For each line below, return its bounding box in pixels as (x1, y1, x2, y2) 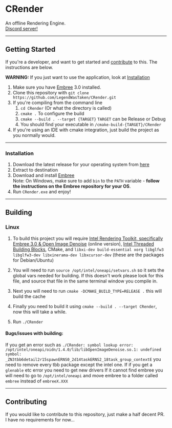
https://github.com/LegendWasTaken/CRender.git (12, 95, 116, 100)
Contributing (5, 398, 47, 406)
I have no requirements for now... (5, 416, 75, 423)
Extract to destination (12, 167, 58, 173)
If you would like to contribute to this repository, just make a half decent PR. (5, 411, 165, 417)
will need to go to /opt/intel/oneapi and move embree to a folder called (5, 372, 158, 378)
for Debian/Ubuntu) (12, 257, 54, 263)
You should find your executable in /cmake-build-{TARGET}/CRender (20, 121, 162, 127)
